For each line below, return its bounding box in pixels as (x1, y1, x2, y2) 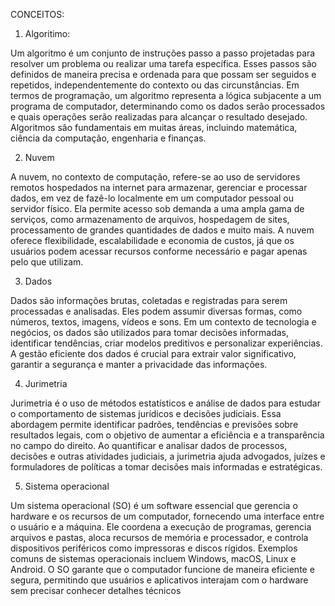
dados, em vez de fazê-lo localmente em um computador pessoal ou (10, 192, 295, 204)
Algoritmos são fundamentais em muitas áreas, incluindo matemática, (10, 122, 298, 133)
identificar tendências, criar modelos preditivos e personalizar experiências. (10, 337, 323, 349)
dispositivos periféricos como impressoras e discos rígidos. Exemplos (10, 542, 298, 554)
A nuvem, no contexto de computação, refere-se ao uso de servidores (10, 171, 301, 183)
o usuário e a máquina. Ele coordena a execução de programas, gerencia (10, 521, 312, 533)
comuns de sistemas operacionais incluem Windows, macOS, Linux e (10, 553, 297, 564)
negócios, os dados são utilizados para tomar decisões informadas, (10, 327, 290, 338)
